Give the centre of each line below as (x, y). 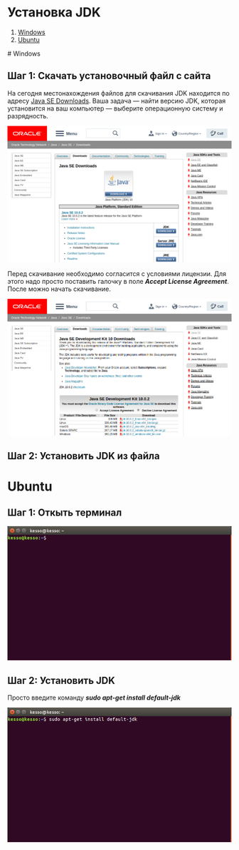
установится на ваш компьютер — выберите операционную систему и (115, 108)
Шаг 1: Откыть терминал (65, 513)
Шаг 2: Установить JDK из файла (84, 456)
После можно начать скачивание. (59, 289)
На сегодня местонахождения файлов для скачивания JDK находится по (118, 93)
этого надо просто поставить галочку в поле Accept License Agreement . (118, 282)
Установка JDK (54, 12)
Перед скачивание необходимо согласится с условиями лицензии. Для (117, 274)
